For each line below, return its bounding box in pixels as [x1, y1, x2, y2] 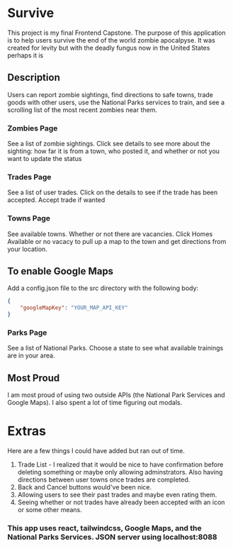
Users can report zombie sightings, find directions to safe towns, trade [7, 90, 214, 99]
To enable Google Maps [7, 265, 114, 277]
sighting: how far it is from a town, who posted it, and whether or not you [7, 147, 220, 155]
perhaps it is [7, 51, 44, 60]
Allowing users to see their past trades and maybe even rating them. [17, 491, 217, 499]
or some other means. [17, 506, 83, 514]
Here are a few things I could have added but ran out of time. [7, 447, 186, 455]
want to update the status [7, 155, 82, 163]
